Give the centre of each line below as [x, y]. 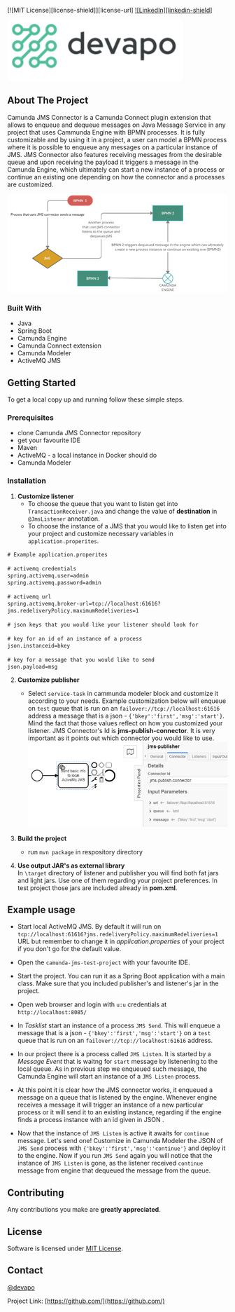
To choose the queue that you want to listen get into [103, 503]
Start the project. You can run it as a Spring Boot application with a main [121, 976]
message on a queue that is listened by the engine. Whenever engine [117, 1098]
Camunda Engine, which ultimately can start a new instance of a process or [116, 169]
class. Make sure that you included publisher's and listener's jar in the [118, 983]
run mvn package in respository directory [85, 852]
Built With [24, 308]
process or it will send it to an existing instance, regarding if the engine [119, 1112]
